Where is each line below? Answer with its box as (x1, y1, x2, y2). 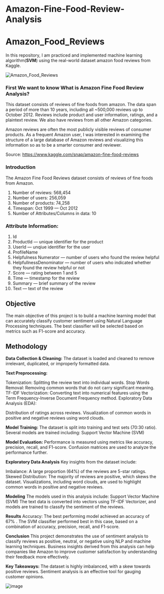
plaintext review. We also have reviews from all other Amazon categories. (5, 117, 153, 123)
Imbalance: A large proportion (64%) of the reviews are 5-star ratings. (5, 468, 147, 474)
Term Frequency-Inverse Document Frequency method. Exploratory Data (5, 395, 153, 401)
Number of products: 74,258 (12, 200, 70, 206)
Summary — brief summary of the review (12, 280, 96, 286)
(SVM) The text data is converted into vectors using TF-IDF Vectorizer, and (5, 498, 156, 504)
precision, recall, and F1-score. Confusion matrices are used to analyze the (5, 444, 157, 450)
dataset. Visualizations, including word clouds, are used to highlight (5, 479, 142, 485)
